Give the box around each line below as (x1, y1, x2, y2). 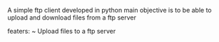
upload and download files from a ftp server (7, 13, 137, 22)
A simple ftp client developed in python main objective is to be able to (7, 6, 212, 14)
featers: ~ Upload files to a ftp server (7, 27, 116, 35)
